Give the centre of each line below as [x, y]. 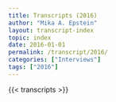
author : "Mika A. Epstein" [53, 23]
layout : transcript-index [51, 30]
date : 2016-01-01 [37, 45]
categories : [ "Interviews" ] [55, 60]
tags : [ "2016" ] [33, 67]
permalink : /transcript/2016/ [58, 52]
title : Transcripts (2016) [53, 15]
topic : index [30, 38]
